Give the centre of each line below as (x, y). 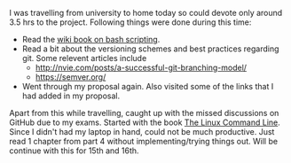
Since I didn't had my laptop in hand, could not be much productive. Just (142, 132)
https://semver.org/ (71, 77)
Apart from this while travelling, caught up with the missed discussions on (144, 113)
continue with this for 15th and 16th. (74, 151)
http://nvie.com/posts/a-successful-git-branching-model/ (141, 67)
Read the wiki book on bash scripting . (91, 39)
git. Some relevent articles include (84, 58)
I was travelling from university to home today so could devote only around (146, 13)
